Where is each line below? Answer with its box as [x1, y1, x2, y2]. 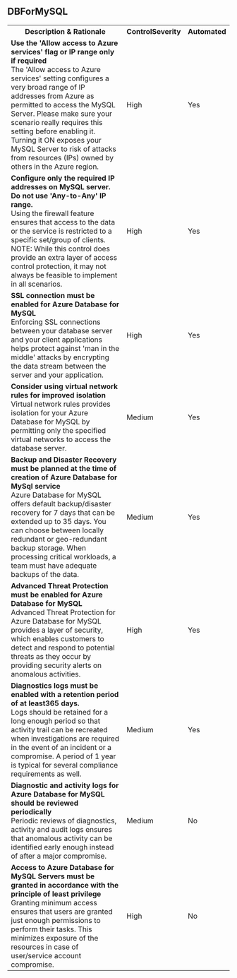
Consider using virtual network [11, 381, 119, 391]
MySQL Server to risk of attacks [11, 144, 116, 154]
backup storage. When [11, 543, 87, 553]
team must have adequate [11, 561, 97, 571]
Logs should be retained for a [11, 707, 109, 717]
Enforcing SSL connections [11, 317, 101, 327]
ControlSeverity [126, 26, 181, 36]
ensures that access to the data [11, 217, 115, 227]
